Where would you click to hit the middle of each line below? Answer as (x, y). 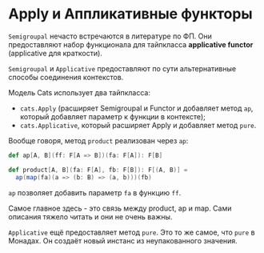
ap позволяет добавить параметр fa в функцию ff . (95, 192)
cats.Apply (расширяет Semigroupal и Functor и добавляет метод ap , (136, 108)
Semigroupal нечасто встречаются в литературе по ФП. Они (110, 36)
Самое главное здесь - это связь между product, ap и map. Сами (120, 208)
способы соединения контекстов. (66, 77)
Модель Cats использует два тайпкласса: (79, 92)
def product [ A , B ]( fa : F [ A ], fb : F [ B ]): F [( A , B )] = (98, 170)
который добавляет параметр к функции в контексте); (113, 116)
